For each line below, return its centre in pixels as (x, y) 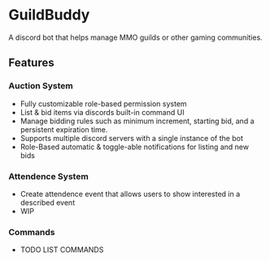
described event (48, 202)
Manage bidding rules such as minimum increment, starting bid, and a (137, 121)
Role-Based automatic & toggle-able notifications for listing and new (135, 147)
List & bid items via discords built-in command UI (102, 112)
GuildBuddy (49, 15)
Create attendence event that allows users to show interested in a (130, 194)
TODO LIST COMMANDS (62, 250)
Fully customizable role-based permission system (103, 104)
